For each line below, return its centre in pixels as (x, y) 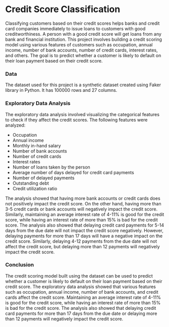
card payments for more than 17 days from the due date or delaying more (81, 313)
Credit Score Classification (63, 9)
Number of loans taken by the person (51, 167)
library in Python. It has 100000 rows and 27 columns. (61, 90)
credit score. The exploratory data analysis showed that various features (81, 287)
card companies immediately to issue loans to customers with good (75, 28)
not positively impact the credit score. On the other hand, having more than (83, 203)
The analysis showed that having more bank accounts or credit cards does (83, 198)
